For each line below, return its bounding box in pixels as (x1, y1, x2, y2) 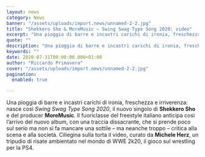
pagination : (6, 71, 37, 77)
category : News (6, 15, 45, 21)
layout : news (6, 9, 40, 15)
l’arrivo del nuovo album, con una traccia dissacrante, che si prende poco (6, 118, 191, 125)
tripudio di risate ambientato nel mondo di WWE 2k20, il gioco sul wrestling (6, 138, 195, 145)
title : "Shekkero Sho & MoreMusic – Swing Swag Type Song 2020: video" (6, 26, 192, 32)
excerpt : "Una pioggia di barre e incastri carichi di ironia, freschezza (6, 32, 201, 38)
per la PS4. (6, 144, 34, 152)
